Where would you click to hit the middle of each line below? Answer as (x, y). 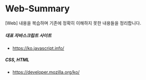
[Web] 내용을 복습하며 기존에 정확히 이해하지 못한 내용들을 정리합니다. (73, 23)
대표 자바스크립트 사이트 (28, 35)
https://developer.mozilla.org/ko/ (46, 72)
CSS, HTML (17, 60)
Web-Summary (37, 9)
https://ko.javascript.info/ (38, 48)
